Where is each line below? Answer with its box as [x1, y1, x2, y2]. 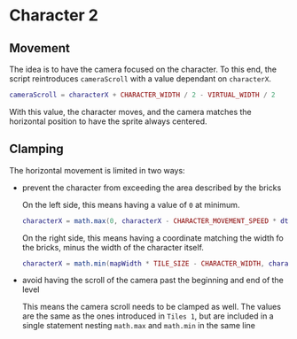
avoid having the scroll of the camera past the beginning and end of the [21, 275, 284, 286]
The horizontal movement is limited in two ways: [9, 165, 185, 175]
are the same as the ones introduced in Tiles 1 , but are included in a [21, 311, 274, 321]
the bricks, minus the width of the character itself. [21, 242, 204, 252]
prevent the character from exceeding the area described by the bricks [21, 182, 282, 193]
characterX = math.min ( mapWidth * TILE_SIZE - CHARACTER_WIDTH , [21, 258, 265, 268]
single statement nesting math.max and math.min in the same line [21, 320, 255, 331]
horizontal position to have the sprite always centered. [9, 116, 207, 127]
